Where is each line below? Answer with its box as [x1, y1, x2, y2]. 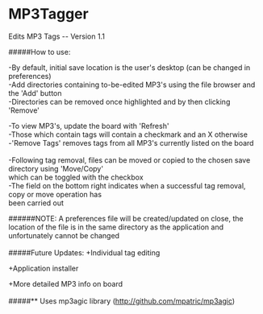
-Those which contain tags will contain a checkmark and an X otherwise [8, 130, 248, 139]
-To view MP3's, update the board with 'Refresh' [8, 121, 169, 130]
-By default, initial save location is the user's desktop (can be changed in [8, 62, 251, 72]
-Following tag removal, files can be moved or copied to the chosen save [8, 155, 251, 165]
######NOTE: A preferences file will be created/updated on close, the [8, 213, 244, 223]
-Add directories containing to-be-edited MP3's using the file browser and [8, 80, 256, 89]
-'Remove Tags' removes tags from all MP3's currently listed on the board [8, 138, 254, 147]
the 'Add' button [8, 88, 62, 97]
